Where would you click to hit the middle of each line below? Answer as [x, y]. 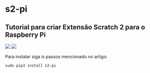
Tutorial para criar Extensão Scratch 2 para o [75, 27]
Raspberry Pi [25, 35]
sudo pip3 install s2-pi [31, 66]
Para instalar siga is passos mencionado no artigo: [56, 57]
